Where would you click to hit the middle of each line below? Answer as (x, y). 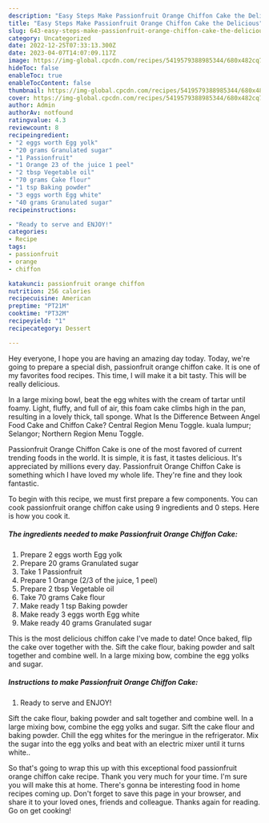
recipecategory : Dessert (50, 328)
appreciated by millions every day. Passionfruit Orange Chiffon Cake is (125, 466)
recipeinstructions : (43, 210)
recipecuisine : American (50, 299)
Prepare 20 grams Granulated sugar (79, 563)
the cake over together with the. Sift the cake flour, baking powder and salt (131, 646)
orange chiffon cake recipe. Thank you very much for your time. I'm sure (128, 776)
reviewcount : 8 (34, 128)
